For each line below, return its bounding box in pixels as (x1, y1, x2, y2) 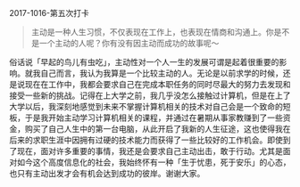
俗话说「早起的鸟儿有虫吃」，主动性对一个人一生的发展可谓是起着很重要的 (9, 57, 279, 67)
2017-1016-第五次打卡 (9, 8, 89, 18)
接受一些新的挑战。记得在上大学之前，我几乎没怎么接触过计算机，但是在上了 (9, 90, 291, 101)
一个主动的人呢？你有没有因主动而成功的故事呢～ (38, 38, 220, 48)
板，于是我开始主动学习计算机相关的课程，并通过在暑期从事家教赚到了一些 (9, 112, 283, 123)
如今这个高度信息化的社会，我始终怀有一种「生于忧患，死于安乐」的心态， (16, 157, 291, 167)
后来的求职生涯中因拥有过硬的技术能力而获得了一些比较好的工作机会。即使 (9, 134, 283, 145)
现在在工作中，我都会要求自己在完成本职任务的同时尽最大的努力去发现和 (24, 79, 291, 89)
